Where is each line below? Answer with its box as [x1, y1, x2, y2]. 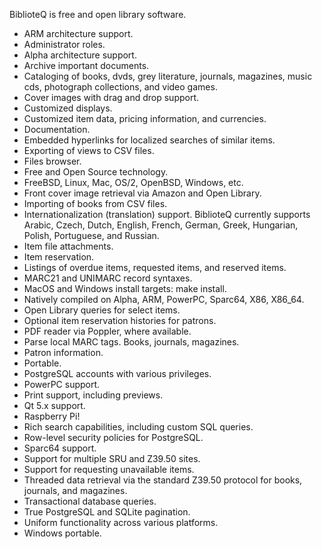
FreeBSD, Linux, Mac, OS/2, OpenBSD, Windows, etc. [23, 177, 244, 188]
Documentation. [23, 124, 91, 135]
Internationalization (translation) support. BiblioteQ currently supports [23, 209, 311, 220]
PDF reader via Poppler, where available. [23, 325, 192, 337]
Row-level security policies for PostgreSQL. [23, 432, 204, 443]
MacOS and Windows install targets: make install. [23, 283, 227, 294]
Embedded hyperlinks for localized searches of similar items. [23, 134, 276, 146]
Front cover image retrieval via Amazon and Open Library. [23, 187, 262, 199]
